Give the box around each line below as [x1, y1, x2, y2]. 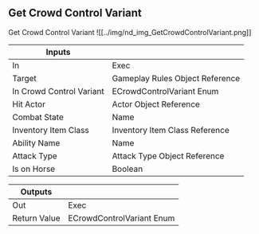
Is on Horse [12, 163, 56, 174]
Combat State [12, 111, 64, 123]
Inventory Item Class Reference [112, 124, 230, 135]
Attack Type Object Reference [112, 150, 225, 162]
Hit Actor [12, 99, 46, 110]
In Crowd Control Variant [12, 85, 105, 96]
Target [12, 72, 37, 84]
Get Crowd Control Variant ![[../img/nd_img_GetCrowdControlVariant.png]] [8, 27, 252, 37]
